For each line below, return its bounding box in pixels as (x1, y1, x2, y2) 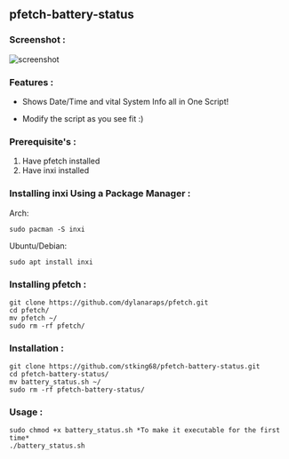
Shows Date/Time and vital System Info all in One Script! (21, 96, 229, 107)
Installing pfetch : (9, 278, 87, 290)
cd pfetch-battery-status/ (9, 370, 109, 379)
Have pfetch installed (21, 155, 100, 167)
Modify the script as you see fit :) (21, 113, 144, 123)
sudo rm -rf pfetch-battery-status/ (9, 385, 145, 394)
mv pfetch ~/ (9, 313, 58, 322)
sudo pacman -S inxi (9, 225, 86, 233)
